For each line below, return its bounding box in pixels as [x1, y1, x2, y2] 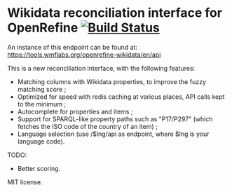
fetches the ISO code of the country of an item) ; [17, 122, 158, 130]
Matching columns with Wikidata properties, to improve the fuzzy [17, 77, 207, 85]
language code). [17, 137, 65, 145]
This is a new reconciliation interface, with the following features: [7, 64, 196, 72]
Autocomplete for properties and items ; [17, 107, 133, 116]
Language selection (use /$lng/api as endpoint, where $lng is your [17, 130, 210, 138]
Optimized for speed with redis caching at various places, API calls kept [17, 92, 225, 101]
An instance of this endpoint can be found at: [7, 43, 138, 51]
